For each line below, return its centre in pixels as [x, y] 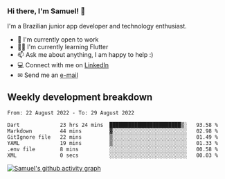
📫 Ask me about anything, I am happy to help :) [85, 55]
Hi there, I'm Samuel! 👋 [46, 11]
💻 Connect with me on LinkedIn [63, 65]
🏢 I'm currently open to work [58, 40]
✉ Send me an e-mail [47, 75]
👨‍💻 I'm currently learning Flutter [63, 47]
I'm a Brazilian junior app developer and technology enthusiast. [97, 26]
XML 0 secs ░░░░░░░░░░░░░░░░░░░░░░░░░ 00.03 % [112, 155]
